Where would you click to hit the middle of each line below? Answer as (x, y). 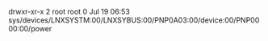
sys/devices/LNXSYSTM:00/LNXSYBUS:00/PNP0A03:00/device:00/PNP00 (134, 20)
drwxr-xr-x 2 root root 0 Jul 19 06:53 (69, 12)
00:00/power (30, 29)
